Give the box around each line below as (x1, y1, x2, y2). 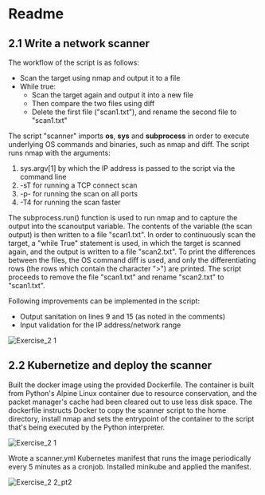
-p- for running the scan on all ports (19, 189, 138, 198)
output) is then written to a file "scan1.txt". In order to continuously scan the (8, 230, 256, 240)
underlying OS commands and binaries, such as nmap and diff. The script (8, 140, 250, 148)
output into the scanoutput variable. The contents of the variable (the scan (8, 221, 253, 231)
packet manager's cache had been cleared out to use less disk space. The (8, 397, 253, 406)
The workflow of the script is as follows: (8, 57, 139, 67)
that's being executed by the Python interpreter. (8, 422, 166, 432)
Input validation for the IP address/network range (19, 320, 181, 330)
